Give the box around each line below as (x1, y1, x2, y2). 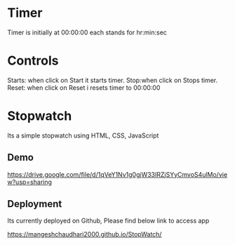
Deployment (7, 198, 62, 210)
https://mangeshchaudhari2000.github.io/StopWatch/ (7, 230, 162, 239)
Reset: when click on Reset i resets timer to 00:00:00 (7, 83, 161, 92)
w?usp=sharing (7, 178, 53, 186)
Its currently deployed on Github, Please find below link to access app (7, 216, 210, 225)
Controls (7, 53, 59, 69)
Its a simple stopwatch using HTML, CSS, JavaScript (7, 131, 159, 140)
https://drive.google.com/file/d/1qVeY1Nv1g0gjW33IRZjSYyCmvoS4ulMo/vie (7, 170, 228, 178)
